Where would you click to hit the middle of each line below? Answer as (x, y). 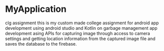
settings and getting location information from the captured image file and (80, 39)
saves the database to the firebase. (41, 44)
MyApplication (36, 9)
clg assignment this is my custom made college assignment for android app (82, 23)
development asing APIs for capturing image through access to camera (78, 33)
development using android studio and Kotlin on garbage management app (81, 28)
